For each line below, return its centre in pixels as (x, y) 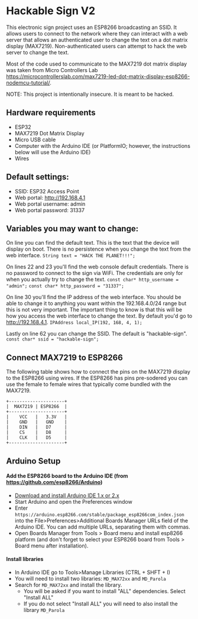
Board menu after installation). (51, 546)
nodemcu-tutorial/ (28, 82)
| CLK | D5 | (37, 438)
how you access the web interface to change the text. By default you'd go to (99, 316)
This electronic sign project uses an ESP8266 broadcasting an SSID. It (92, 27)
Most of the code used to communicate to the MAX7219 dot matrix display (97, 64)
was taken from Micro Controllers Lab (52, 70)
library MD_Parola (44, 610)
